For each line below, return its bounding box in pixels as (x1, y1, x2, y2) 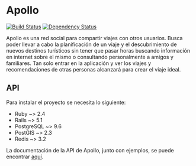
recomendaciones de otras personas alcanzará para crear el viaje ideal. (6, 66, 181, 73)
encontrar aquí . (6, 153, 44, 160)
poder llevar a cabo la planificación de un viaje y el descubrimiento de (6, 41, 177, 48)
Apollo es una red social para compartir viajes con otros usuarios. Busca (6, 34, 183, 41)
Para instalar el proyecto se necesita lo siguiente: (6, 99, 126, 106)
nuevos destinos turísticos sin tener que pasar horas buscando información (6, 47, 191, 54)
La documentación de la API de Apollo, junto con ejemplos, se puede (6, 147, 175, 154)
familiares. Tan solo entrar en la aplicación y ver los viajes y (6, 60, 152, 67)
